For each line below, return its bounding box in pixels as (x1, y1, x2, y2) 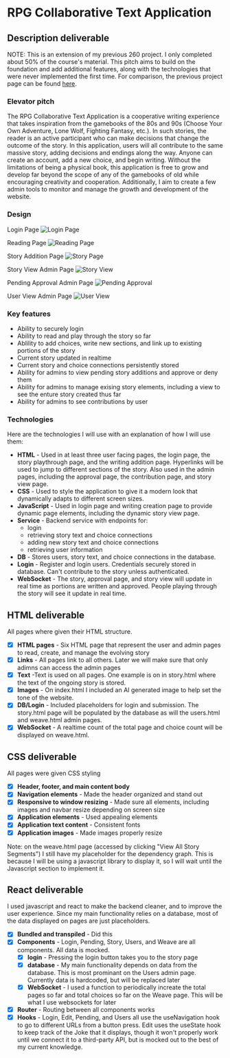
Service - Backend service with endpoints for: (16, 516, 148, 525)
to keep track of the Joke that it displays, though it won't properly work (16, 1028, 218, 1036)
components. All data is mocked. (16, 945, 110, 954)
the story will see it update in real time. (16, 589, 127, 598)
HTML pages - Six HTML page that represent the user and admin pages (16, 641, 221, 649)
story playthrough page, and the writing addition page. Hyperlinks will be (16, 458, 224, 466)
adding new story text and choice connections (27, 538, 159, 547)
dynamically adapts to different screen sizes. (16, 494, 144, 503)
